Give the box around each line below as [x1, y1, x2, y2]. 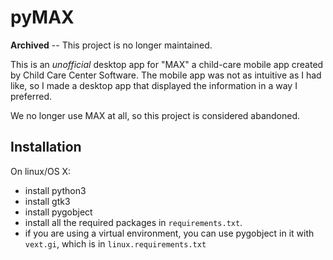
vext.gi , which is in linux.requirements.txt [24, 237, 207, 250]
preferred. [10, 90, 53, 102]
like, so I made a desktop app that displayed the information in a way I [10, 79, 298, 91]
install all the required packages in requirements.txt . [24, 216, 243, 228]
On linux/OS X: [10, 165, 72, 177]
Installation [10, 139, 82, 156]
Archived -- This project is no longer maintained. [10, 39, 213, 51]
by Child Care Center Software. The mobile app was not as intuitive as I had [10, 69, 322, 81]
